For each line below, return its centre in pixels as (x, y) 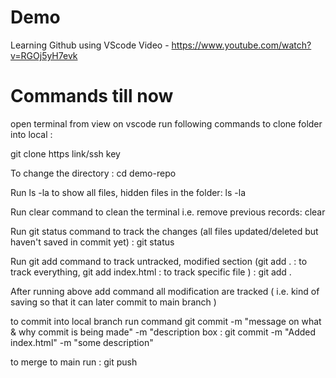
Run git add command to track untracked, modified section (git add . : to (159, 261)
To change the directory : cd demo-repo (93, 173)
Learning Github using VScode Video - (90, 45)
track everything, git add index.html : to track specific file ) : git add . (151, 272)
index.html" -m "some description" (82, 342)
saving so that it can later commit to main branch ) (113, 302)
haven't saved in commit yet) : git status (92, 242)
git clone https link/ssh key (65, 153)
